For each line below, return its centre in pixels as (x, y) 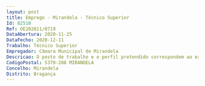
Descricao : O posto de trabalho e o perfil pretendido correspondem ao (99, 57)
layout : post (23, 12)
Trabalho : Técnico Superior (42, 46)
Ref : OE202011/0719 (31, 29)
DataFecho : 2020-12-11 (35, 40)
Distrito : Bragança (31, 74)
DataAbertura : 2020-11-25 (39, 35)
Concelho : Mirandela (33, 68)
